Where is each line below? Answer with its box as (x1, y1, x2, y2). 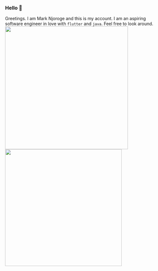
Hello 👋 (5, 4, 23, 11)
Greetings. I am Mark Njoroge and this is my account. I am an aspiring (5, 16, 146, 22)
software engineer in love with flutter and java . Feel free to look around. (5, 21, 154, 27)
